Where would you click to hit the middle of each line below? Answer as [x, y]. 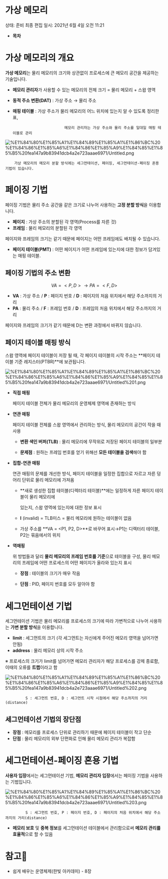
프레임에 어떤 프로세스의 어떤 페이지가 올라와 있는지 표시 [77, 563]
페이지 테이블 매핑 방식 [38, 342]
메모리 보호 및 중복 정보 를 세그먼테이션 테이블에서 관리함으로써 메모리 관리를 [87, 828]
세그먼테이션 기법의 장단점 [43, 719]
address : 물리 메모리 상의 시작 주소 [48, 651]
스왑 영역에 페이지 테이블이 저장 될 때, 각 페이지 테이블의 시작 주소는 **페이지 [80, 355]
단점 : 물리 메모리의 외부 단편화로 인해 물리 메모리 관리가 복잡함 [74, 739]
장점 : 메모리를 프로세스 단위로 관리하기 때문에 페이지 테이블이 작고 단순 [82, 732]
